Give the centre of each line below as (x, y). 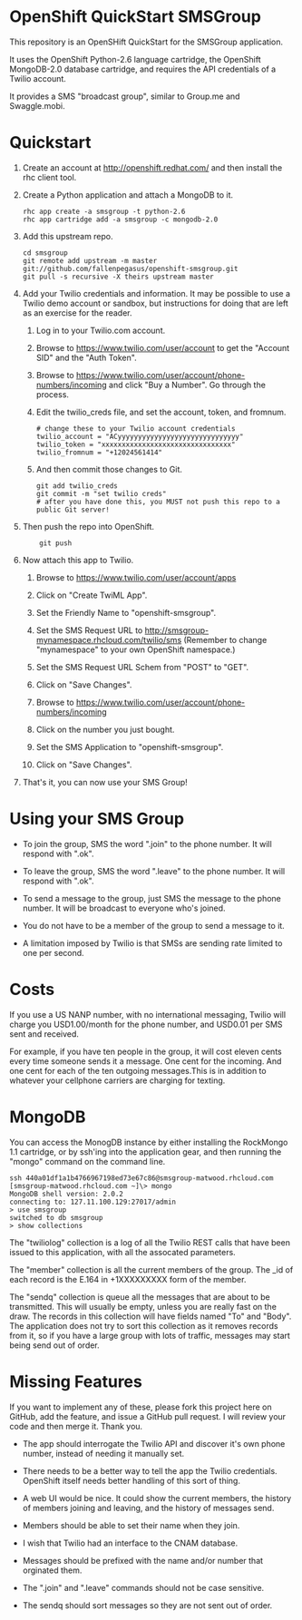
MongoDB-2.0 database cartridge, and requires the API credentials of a (143, 69)
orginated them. (52, 1570)
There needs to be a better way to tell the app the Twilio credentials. (150, 1470)
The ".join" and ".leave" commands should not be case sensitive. (143, 1587)
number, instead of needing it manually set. (103, 1453)
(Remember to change (225, 639)
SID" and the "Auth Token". (87, 357)
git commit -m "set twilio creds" (101, 493)
